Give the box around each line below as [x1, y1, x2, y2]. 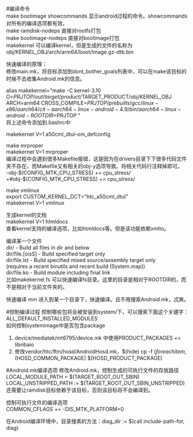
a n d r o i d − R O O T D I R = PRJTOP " [6, 112, 81, 119]
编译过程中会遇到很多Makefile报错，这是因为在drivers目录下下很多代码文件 [6, 155, 187, 162]
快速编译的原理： [6, 60, 47, 68]
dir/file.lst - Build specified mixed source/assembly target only [6, 257, 156, 263]
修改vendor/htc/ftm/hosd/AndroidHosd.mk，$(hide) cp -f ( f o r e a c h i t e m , [14, 348, 187, 355]
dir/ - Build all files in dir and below [6, 244, 90, 251]
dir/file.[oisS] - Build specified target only [6, 250, 105, 257]
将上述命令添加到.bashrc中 [6, 119, 71, 126]
